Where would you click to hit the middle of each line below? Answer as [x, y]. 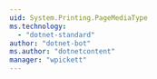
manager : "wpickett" [49, 60]
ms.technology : [38, 26]
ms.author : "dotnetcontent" [63, 52]
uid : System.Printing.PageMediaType [78, 18]
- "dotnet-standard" [56, 35]
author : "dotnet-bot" [50, 43]
